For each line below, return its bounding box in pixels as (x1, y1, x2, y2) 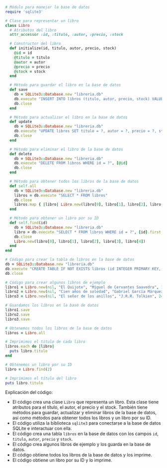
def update (9, 119, 32, 124)
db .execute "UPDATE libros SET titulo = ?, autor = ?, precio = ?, (14, 128, 157, 134)
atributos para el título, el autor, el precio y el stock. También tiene (12, 404, 148, 410)
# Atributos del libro (9, 27, 57, 32)
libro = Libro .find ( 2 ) (5, 366, 52, 372)
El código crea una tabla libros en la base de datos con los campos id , (12, 431, 159, 437)
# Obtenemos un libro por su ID (5, 362, 72, 367)
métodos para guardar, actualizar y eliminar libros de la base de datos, (12, 410, 157, 416)
